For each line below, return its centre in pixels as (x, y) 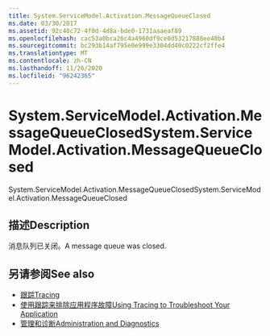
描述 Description (49, 225)
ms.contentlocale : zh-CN (50, 61)
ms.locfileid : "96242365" (52, 76)
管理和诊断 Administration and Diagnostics (89, 324)
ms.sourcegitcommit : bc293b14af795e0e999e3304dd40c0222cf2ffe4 (117, 46)
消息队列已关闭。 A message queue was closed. (87, 246)
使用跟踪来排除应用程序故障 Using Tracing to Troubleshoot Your (125, 305)
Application (39, 314)
